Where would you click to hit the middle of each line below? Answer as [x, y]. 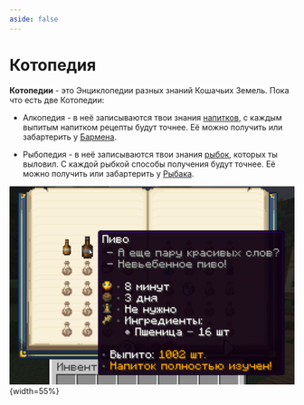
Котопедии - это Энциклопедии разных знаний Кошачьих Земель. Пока [149, 90]
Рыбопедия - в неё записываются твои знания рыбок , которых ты [150, 154]
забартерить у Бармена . [70, 137]
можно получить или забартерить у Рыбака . [108, 173]
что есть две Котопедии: [57, 100]
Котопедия [53, 65]
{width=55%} [35, 391]
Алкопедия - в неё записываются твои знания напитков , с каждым [152, 117]
